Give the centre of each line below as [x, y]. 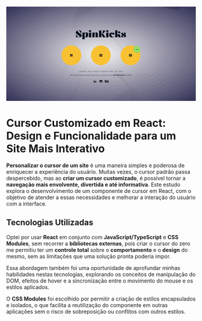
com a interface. [26, 203]
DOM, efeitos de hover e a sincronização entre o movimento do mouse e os [100, 281]
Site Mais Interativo [56, 149]
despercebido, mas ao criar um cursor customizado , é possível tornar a [96, 178]
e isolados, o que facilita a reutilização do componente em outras [87, 305]
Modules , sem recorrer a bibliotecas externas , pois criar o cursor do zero [98, 243]
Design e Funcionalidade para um [91, 136]
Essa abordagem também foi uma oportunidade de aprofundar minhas [93, 267]
